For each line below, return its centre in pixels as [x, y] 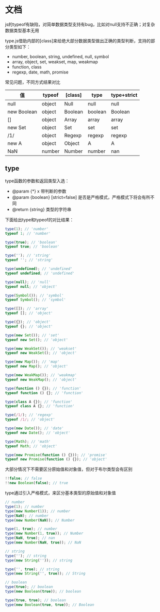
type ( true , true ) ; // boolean [36, 600]
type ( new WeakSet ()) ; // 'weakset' [41, 349]
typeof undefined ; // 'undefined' [40, 273]
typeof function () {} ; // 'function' [44, 393]
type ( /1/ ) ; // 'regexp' [29, 415]
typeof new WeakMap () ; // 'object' [41, 380]
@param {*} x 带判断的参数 [39, 191]
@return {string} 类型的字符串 [42, 209]
